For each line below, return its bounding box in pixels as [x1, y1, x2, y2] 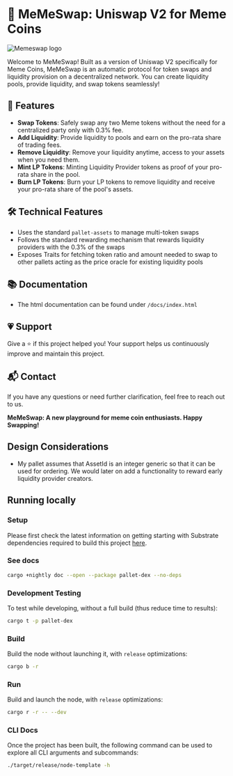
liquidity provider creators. [17, 474, 94, 482]
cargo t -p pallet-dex [7, 617, 73, 624]
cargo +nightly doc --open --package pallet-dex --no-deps [7, 571, 182, 578]
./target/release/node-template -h [7, 762, 111, 769]
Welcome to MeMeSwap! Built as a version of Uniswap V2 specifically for [7, 57, 218, 65]
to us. [7, 400, 24, 408]
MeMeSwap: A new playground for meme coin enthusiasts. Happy [7, 413, 203, 422]
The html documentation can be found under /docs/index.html [17, 301, 198, 309]
